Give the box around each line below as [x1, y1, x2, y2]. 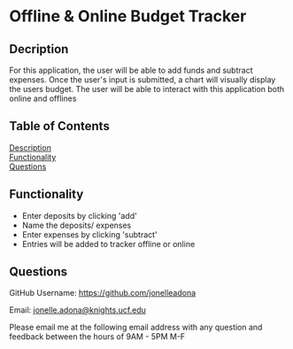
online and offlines [9, 93, 77, 104]
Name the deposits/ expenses [21, 220, 132, 230]
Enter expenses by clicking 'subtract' [21, 229, 158, 240]
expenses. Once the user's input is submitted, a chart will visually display [9, 74, 276, 85]
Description [9, 142, 51, 152]
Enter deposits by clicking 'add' [21, 210, 137, 221]
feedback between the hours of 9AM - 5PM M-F [9, 331, 186, 342]
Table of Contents [9, 119, 111, 134]
